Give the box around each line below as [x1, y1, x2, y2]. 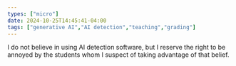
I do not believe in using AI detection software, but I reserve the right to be [7, 43, 226, 52]
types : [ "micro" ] [7, 10, 59, 18]
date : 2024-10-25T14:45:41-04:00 [7, 17, 107, 24]
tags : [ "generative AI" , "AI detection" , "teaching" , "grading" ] [7, 23, 196, 31]
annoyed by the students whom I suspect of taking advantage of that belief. [7, 50, 230, 59]
